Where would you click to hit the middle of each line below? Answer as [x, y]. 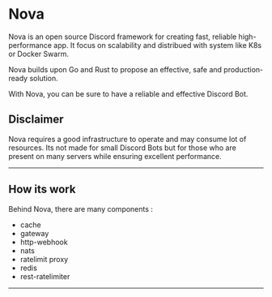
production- [244, 69]
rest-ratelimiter [45, 276]
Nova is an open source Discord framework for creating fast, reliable [123, 37]
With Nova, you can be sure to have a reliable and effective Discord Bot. [128, 93]
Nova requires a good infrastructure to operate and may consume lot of [127, 139]
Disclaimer [36, 120]
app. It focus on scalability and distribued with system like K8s [157, 45]
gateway [34, 233]
